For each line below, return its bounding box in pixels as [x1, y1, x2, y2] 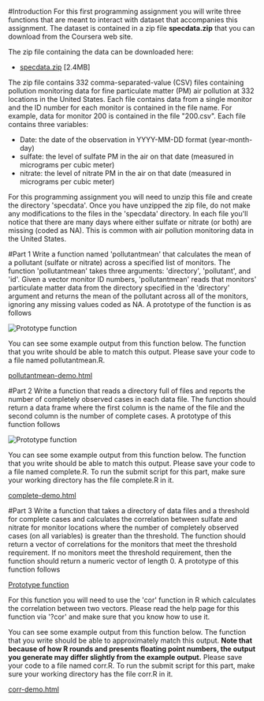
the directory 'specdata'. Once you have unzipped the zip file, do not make [8, 201, 251, 210]
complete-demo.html [8, 491, 76, 500]
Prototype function [8, 580, 69, 589]
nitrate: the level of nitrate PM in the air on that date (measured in [19, 169, 232, 178]
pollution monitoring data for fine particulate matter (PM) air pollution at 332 [8, 86, 255, 96]
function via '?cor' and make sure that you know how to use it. [8, 612, 210, 621]
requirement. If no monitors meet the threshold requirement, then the [8, 548, 232, 557]
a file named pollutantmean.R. [8, 355, 106, 365]
